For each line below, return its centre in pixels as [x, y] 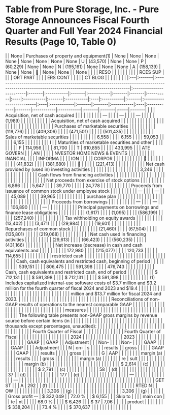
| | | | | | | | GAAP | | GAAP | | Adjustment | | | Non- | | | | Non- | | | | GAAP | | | [85, 342]
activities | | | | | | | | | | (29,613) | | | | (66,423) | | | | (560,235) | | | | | [76, 240]
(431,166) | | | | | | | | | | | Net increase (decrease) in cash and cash [74, 245]
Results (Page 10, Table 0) [61, 42]
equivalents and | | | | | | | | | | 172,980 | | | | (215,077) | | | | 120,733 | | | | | [81, 250]
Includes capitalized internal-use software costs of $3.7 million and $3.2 [81, 283]
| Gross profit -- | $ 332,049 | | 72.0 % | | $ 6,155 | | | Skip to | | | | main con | [85, 396]
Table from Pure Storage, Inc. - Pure [82, 9]
